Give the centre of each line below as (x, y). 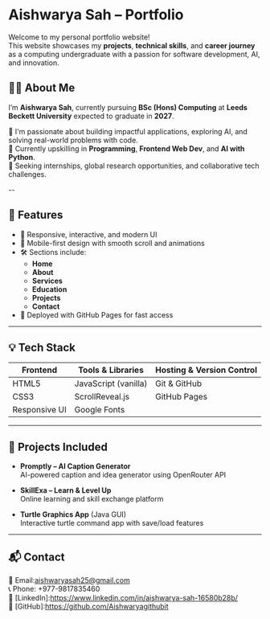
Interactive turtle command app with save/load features (112, 523)
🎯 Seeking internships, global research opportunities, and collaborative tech (134, 166)
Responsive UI (39, 410)
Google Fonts (100, 410)
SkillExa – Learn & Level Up (65, 490)
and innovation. (34, 63)
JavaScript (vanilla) (111, 383)
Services (47, 281)
